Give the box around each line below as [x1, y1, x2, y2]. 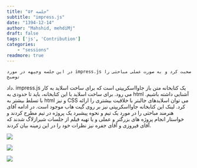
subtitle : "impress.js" [6, 14, 65, 20]
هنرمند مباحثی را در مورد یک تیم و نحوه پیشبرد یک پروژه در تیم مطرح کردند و [6, 109, 174, 116]
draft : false [6, 31, 39, 37]
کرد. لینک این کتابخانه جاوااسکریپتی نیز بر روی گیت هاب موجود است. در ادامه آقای [6, 103, 186, 110]
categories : [6, 42, 36, 48]
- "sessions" [17, 47, 49, 53]
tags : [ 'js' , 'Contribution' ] [6, 36, 81, 42]
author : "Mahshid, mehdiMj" [6, 25, 76, 31]
